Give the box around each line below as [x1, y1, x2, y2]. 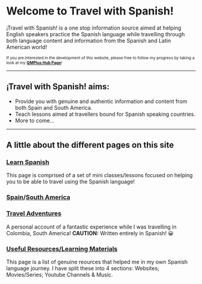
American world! [6, 43, 47, 51]
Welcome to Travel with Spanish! [6, 4, 174, 18]
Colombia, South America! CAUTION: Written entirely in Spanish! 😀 [6, 229, 174, 236]
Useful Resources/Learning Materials [6, 244, 118, 253]
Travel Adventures [6, 209, 62, 218]
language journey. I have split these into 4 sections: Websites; [6, 264, 159, 272]
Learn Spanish [6, 158, 50, 166]
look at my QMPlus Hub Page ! [6, 60, 63, 66]
